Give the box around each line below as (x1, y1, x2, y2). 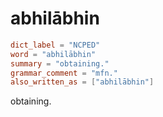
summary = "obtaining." (10, 58, 110, 69)
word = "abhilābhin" (10, 49, 97, 59)
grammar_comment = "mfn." (10, 68, 118, 78)
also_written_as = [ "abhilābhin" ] (10, 77, 155, 87)
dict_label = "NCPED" (10, 40, 101, 50)
